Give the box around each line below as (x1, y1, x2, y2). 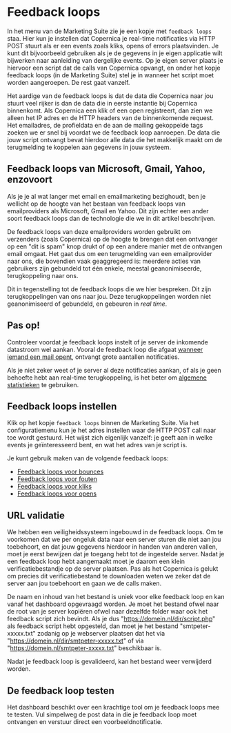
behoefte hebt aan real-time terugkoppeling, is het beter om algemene (7, 373, 207, 382)
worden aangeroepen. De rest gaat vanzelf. (7, 78, 130, 86)
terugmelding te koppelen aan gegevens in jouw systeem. (7, 143, 171, 151)
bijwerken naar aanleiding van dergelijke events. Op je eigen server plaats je (7, 56, 223, 64)
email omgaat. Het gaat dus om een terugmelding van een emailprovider (7, 249, 212, 257)
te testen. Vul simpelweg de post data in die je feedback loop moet (7, 710, 197, 719)
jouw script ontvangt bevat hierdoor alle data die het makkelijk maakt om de (7, 135, 223, 144)
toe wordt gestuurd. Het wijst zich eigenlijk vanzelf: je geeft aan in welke (7, 433, 213, 442)
